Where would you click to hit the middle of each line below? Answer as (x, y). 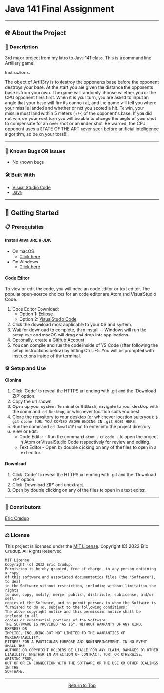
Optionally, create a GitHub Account (48, 340)
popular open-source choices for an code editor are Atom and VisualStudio (81, 294)
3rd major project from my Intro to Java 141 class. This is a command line (78, 58)
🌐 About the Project (36, 33)
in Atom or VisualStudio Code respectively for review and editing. (85, 442)
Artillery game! (20, 63)
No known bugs (28, 162)
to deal (13, 581)
